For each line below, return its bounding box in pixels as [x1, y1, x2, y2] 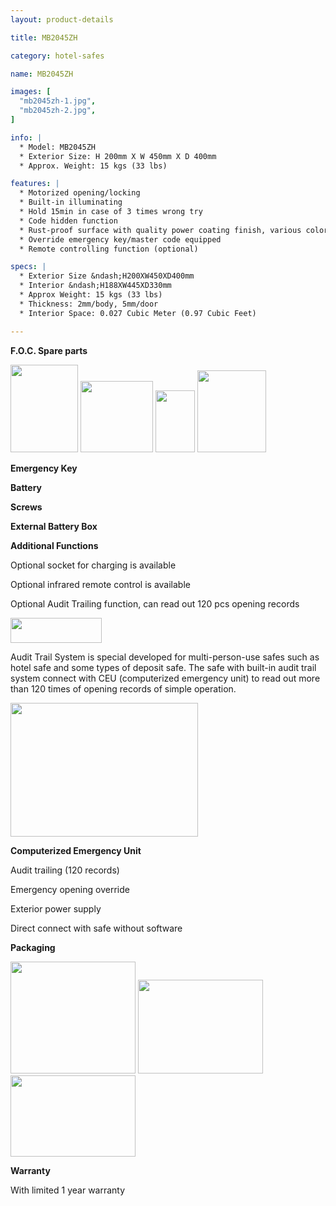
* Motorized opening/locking [19, 188, 141, 198]
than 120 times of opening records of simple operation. [10, 682, 237, 695]
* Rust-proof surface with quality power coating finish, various [19, 225, 302, 235]
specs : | [10, 262, 47, 272]
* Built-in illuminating [19, 197, 123, 208]
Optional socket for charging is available [10, 559, 177, 571]
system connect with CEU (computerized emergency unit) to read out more [10, 672, 321, 684]
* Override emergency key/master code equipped [19, 234, 222, 245]
